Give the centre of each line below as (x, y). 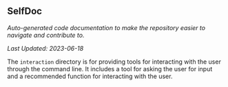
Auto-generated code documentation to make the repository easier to (106, 27)
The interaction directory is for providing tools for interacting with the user (114, 62)
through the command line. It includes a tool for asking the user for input (110, 69)
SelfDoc (25, 11)
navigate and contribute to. (46, 35)
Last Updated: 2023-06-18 (45, 48)
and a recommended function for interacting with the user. (90, 76)
